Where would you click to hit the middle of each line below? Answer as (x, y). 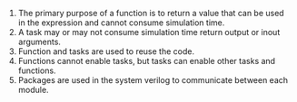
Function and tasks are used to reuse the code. (106, 51)
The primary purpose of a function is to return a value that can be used (151, 13)
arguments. (40, 42)
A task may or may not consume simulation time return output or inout (149, 32)
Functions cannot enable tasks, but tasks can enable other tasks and (146, 61)
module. (33, 90)
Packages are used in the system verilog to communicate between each (153, 80)
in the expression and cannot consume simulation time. (121, 23)
